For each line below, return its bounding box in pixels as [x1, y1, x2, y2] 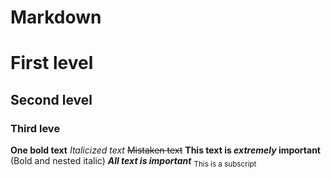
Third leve [10, 121, 61, 135]
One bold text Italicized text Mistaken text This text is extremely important [10, 144, 321, 156]
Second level [10, 91, 93, 108]
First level [10, 52, 94, 75]
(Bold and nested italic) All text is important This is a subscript [10, 155, 257, 169]
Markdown [10, 6, 102, 29]
